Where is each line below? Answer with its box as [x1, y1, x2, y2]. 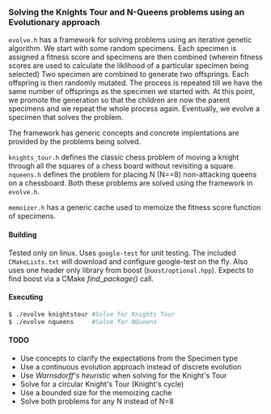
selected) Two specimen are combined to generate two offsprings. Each [8, 70, 249, 79]
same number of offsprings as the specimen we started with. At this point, [8, 87, 256, 96]
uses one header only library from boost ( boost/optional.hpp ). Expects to [8, 265, 254, 275]
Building [8, 229, 37, 239]
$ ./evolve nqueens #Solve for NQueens [8, 318, 158, 326]
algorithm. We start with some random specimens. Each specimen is [8, 44, 237, 53]
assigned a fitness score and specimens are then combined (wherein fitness [8, 52, 263, 62]
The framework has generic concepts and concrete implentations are [8, 128, 239, 138]
